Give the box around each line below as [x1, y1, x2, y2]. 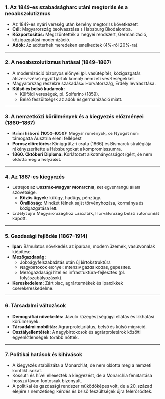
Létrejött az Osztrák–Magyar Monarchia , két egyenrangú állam [12, 185, 141, 190]
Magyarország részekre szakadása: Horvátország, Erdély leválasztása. [12, 80, 156, 86]
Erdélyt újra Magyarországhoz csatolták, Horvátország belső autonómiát [12, 211, 159, 216]
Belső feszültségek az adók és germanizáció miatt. [19, 96, 123, 102]
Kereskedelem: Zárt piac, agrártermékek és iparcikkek [12, 280, 124, 286]
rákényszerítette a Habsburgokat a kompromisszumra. [12, 146, 122, 152]
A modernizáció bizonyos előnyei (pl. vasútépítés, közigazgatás [12, 70, 141, 76]
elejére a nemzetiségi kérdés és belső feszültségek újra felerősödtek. [12, 388, 153, 394]
